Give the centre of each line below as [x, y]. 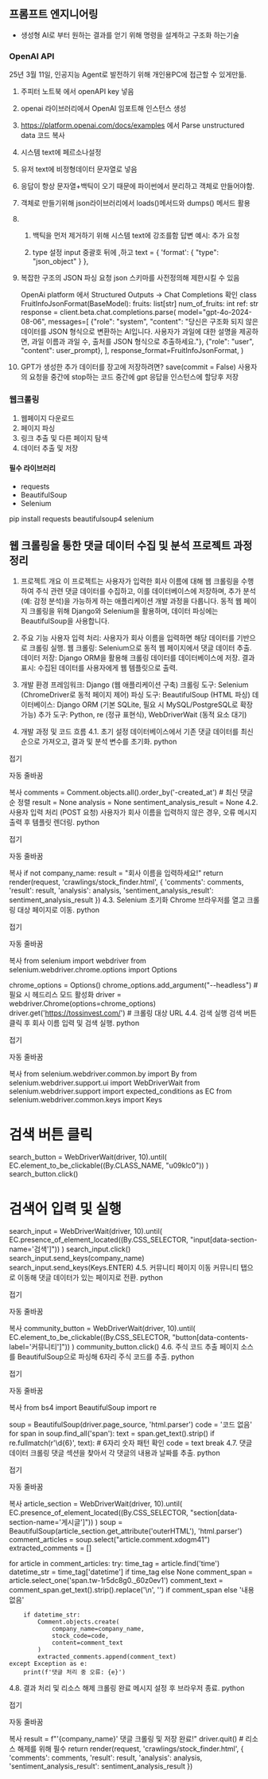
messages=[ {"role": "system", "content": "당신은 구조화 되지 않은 [153, 322]
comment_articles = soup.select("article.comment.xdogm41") [109, 1540]
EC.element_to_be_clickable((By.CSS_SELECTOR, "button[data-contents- [129, 1337]
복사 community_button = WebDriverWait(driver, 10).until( [102, 1329]
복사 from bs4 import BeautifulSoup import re [83, 1408]
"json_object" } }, [60, 261]
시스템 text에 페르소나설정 [61, 152]
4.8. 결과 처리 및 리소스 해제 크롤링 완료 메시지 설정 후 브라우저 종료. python [127, 1688]
